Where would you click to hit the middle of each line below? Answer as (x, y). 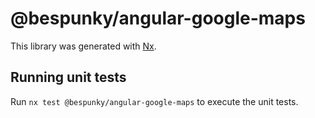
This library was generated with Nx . (83, 46)
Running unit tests (68, 77)
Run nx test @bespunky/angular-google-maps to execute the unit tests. (154, 101)
